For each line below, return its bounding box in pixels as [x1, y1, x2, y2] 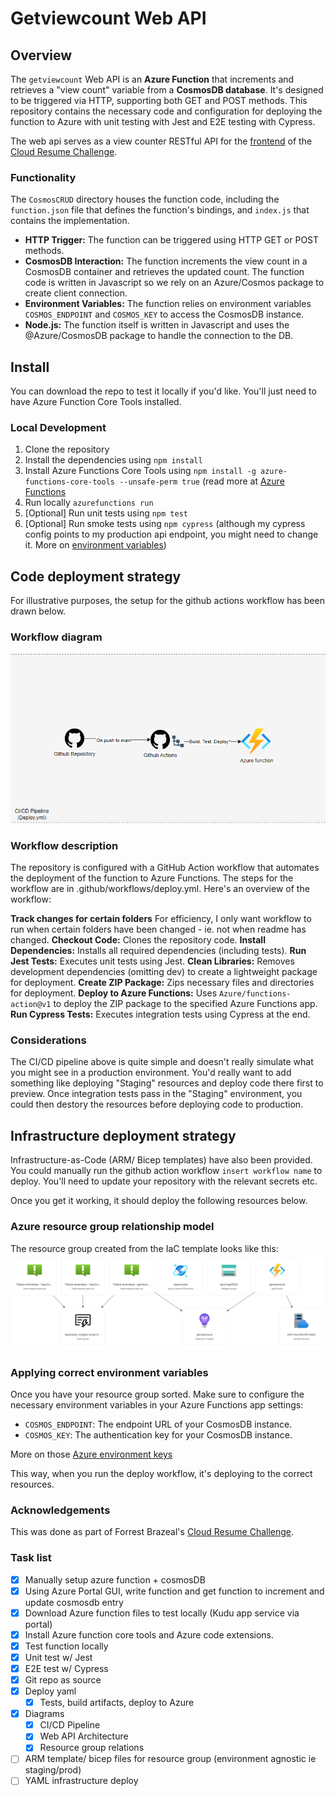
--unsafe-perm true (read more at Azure [119, 475, 285, 487]
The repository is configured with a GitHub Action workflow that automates [10, 862, 320, 874]
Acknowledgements [10, 1503, 111, 1517]
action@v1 [10, 1000, 52, 1010]
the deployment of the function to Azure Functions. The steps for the [10, 872, 294, 884]
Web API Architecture [39, 1730, 129, 1742]
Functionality [10, 170, 77, 184]
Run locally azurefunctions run [24, 497, 154, 509]
